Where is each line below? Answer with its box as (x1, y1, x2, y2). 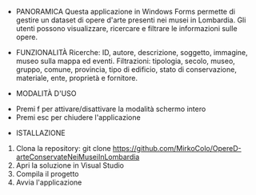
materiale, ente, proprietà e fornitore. (15, 74, 138, 82)
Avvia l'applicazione (15, 177, 82, 187)
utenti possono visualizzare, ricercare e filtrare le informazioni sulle (15, 24, 238, 33)
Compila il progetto (15, 169, 79, 178)
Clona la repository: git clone (15, 144, 111, 153)
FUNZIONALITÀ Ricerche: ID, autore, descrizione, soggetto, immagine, (15, 48, 248, 57)
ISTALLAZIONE (15, 128, 66, 137)
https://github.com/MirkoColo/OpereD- (112, 144, 242, 153)
